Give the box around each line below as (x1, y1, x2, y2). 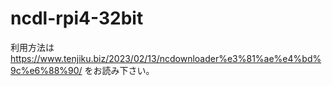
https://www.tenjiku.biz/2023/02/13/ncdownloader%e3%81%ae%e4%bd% (10, 52, 322, 64)
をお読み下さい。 (84, 64, 155, 76)
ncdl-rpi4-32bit (10, 7, 144, 30)
